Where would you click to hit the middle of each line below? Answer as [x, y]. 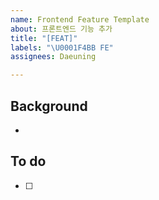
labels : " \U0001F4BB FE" [62, 47]
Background [49, 106]
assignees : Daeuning [53, 57]
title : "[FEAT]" [44, 38]
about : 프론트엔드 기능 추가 [61, 29]
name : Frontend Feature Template [80, 19]
